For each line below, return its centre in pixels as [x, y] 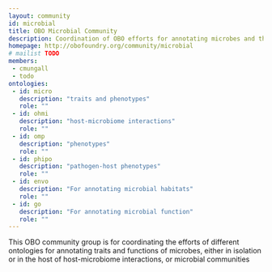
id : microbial [32, 23]
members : [23, 62]
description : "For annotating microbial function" [106, 211]
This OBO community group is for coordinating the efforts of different [124, 242]
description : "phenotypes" [65, 144]
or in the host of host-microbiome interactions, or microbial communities [129, 259]
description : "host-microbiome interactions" [97, 121]
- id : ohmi [30, 114]
